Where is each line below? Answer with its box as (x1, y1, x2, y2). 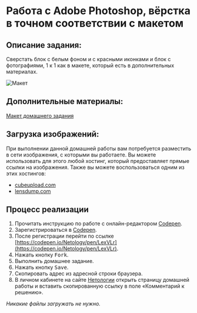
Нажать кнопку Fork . (14, 251, 69, 258)
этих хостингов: (6, 169, 46, 177)
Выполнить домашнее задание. (14, 258, 94, 265)
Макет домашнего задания (6, 112, 74, 119)
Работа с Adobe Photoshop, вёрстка (6, 4, 191, 18)
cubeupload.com (14, 181, 56, 188)
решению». (14, 289, 44, 296)
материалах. (6, 68, 38, 75)
